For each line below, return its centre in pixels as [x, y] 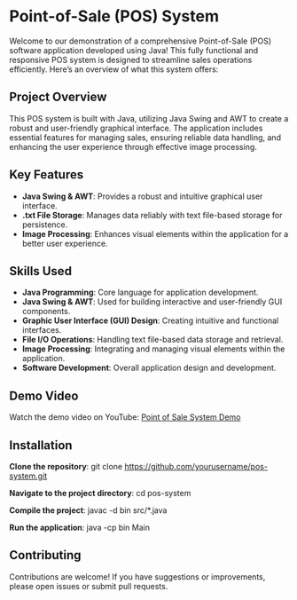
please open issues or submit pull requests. [89, 586]
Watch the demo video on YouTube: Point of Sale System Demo [125, 417]
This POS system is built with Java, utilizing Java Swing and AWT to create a [149, 118]
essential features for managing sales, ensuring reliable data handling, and [145, 137]
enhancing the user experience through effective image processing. [133, 146]
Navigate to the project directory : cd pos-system [100, 493]
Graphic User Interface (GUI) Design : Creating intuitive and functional [150, 320]
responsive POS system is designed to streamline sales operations [131, 59]
